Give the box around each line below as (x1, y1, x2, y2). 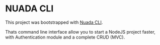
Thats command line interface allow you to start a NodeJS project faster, (5, 29, 156, 35)
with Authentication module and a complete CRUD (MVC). (5, 34, 125, 40)
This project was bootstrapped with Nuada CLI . (5, 19, 103, 25)
